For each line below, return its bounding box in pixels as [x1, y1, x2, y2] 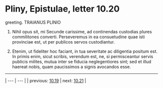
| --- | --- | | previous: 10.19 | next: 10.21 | [5, 77, 86, 83]
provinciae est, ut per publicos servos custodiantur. [12, 39, 115, 44]
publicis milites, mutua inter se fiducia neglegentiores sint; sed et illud [12, 59, 151, 64]
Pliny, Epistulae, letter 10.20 [5, 3, 120, 15]
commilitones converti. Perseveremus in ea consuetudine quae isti [12, 34, 145, 40]
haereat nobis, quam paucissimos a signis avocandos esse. [12, 64, 131, 70]
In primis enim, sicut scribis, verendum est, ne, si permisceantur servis [12, 53, 154, 59]
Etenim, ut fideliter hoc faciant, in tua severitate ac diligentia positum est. [12, 48, 158, 54]
